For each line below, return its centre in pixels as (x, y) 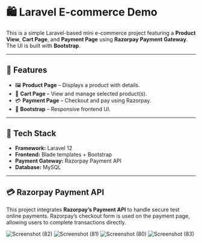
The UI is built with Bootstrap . (44, 46)
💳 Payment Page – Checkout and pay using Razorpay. (83, 100)
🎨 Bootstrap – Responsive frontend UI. (63, 109)
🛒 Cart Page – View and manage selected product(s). (81, 94)
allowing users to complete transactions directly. (66, 223)
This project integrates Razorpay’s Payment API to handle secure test (93, 210)
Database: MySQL (38, 167)
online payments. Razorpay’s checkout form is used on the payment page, (98, 216)
